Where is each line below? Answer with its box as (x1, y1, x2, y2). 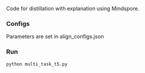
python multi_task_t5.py (6, 61, 68, 67)
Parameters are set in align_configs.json (6, 33, 104, 40)
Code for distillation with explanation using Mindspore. (6, 5, 140, 12)
